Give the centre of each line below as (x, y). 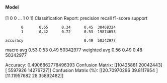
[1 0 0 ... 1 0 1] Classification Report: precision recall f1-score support (76, 18)
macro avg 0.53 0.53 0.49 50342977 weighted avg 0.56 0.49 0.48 (74, 50)
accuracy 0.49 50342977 (60, 41)
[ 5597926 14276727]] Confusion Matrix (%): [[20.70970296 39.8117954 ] (82, 70)
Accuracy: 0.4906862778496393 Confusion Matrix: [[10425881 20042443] (84, 65)
